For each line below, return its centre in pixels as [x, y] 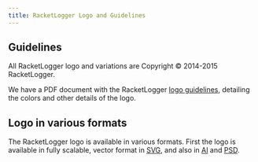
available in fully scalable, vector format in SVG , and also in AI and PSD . [124, 150]
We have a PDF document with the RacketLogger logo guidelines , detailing [129, 90]
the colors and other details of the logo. [72, 98]
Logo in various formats [68, 123]
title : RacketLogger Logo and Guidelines [77, 15]
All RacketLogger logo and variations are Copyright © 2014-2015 [113, 66]
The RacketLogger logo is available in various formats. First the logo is [122, 142]
